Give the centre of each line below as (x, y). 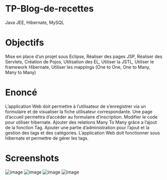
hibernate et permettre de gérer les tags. (47, 138)
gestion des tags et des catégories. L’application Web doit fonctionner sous (83, 133)
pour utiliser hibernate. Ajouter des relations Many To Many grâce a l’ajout (81, 122)
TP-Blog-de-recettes (49, 9)
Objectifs (25, 43)
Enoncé (21, 92)
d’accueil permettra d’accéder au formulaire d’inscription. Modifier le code (82, 117)
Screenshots (32, 158)
